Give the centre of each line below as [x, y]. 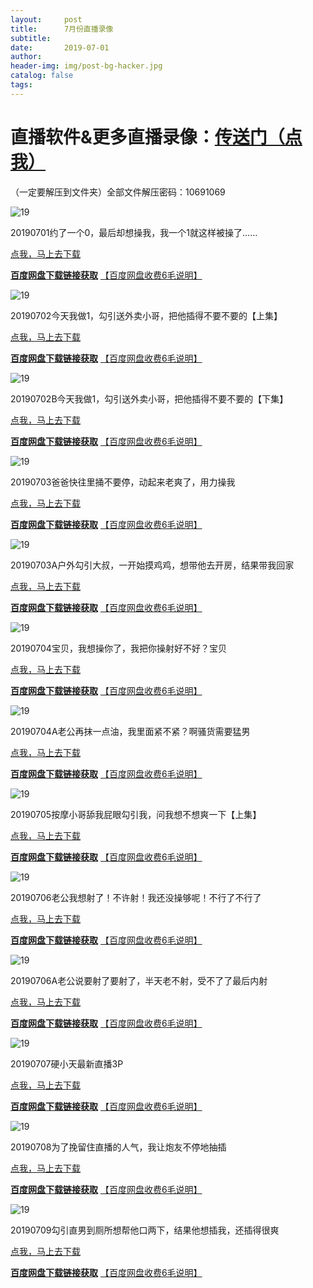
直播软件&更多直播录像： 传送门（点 [156, 137]
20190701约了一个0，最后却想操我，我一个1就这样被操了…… [134, 232]
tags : [21, 85]
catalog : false [42, 76]
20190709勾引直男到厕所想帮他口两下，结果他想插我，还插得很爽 [145, 1230]
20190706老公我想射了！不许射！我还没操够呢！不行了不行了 [136, 897]
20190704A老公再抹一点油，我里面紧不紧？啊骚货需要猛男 [130, 731]
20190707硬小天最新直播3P [67, 1063]
